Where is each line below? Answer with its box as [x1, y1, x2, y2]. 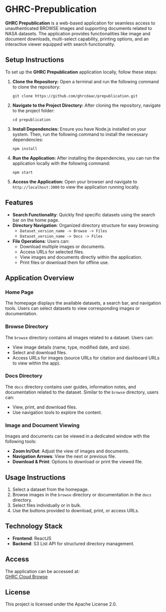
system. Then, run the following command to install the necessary [12, 131, 148, 137]
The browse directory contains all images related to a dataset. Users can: [5, 334, 154, 340]
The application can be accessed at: [5, 568, 80, 574]
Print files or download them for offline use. [19, 259, 109, 265]
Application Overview [5, 273, 74, 282]
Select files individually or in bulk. [12, 502, 81, 508]
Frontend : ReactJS [12, 535, 51, 541]
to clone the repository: [12, 84, 61, 90]
